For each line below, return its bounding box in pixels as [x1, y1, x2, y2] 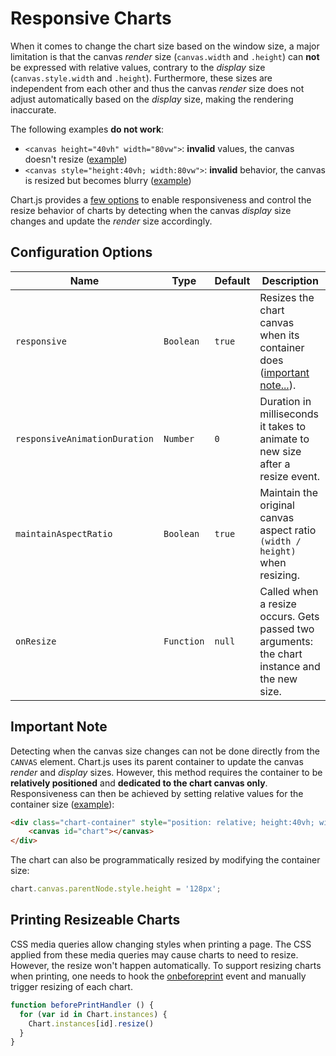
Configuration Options [10, 244, 153, 261]
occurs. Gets [259, 609, 320, 623]
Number [163, 433, 195, 444]
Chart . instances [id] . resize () [28, 1018, 155, 1029]
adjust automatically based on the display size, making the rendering [10, 93, 294, 105]
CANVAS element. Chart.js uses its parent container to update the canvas [10, 755, 304, 767]
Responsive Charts [10, 7, 172, 30]
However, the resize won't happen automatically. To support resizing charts [10, 959, 322, 971]
